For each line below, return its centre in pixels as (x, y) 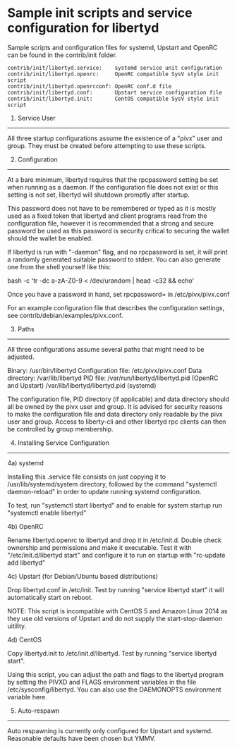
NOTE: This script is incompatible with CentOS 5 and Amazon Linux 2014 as (117, 611)
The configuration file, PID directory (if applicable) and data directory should (118, 399)
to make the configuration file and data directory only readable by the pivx (115, 414)
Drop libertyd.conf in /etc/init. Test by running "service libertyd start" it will (116, 589)
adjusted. (21, 357)
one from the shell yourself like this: (59, 266)
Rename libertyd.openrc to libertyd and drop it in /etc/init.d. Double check (115, 540)
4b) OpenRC (25, 526)
